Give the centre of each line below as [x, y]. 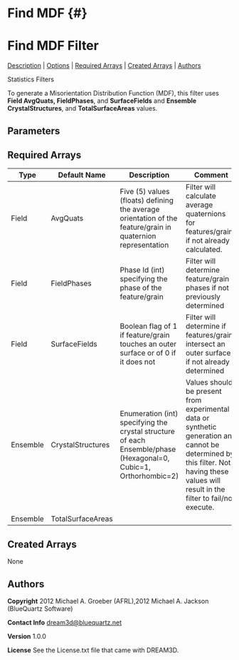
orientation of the [149, 218]
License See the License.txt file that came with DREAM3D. [93, 650]
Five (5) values [145, 192]
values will [203, 481]
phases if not [207, 288]
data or [197, 418]
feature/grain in [146, 228]
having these [207, 472]
